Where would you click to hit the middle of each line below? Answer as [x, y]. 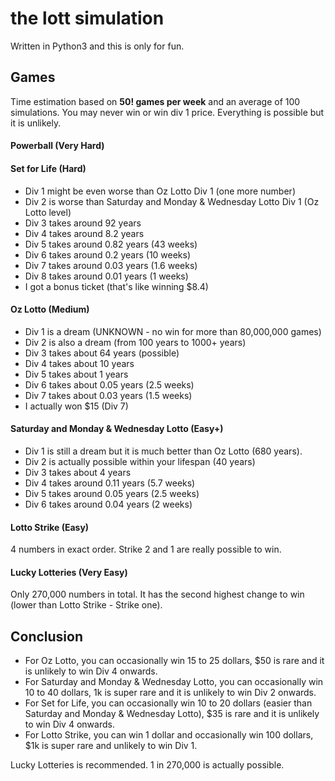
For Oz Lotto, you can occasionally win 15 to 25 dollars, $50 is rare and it [174, 661]
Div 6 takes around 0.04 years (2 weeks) [108, 504]
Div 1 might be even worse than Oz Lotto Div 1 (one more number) [160, 191]
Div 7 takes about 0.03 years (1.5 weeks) [108, 395]
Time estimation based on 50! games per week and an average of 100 [155, 101]
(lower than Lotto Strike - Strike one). [86, 605]
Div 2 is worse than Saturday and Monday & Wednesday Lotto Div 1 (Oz [172, 201]
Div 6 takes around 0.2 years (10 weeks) [108, 254]
